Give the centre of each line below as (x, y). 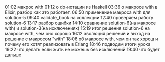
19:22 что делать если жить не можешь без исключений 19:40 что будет (82, 49)
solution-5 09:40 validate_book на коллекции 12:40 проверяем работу (79, 18)
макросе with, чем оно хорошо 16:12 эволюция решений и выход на (78, 33)
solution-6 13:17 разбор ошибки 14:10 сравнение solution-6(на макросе (81, 23)
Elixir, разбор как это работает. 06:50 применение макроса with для (78, 12)
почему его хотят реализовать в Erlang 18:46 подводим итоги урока (78, 44)
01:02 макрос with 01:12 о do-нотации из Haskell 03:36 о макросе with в (81, 7)
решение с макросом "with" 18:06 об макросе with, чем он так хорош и (82, 39)
